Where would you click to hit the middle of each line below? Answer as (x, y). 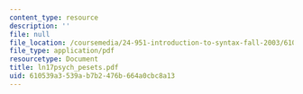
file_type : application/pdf (62, 51)
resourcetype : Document (54, 59)
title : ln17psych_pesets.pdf (64, 68)
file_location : (38, 43)
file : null (30, 34)
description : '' (40, 26)
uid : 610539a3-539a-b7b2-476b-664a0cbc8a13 (92, 76)
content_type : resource (54, 17)
